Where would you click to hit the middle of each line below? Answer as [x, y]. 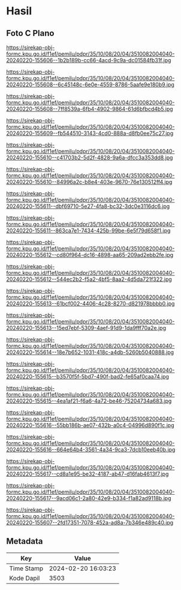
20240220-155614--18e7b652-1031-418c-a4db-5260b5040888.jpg [90, 352]
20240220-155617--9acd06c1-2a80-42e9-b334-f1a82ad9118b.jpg [89, 498]
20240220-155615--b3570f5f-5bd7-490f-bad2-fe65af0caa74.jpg [88, 376]
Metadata [25, 541]
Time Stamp [26, 568]
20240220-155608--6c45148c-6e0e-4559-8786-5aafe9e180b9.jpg [90, 84]
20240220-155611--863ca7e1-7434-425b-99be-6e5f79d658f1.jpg [88, 231]
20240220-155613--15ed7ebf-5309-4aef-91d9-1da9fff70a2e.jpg [86, 328]
